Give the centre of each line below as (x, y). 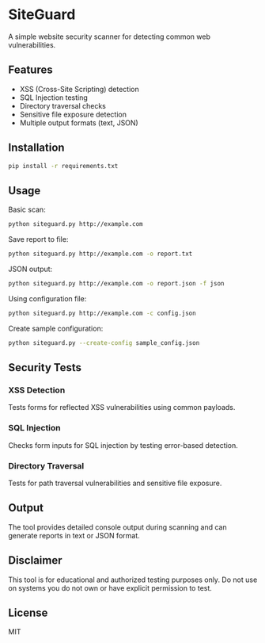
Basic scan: (27, 210)
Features (30, 70)
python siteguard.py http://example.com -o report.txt (100, 254)
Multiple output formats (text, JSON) (79, 122)
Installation (36, 148)
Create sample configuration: (56, 328)
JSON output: (30, 269)
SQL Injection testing (54, 98)
